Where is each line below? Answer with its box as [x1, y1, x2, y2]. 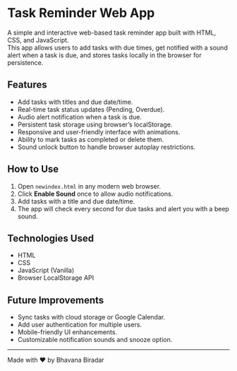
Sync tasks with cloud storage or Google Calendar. [17, 313, 166, 322]
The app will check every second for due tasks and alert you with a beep [17, 204, 229, 213]
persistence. [7, 58, 44, 66]
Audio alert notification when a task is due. [17, 112, 142, 121]
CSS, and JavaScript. [7, 35, 69, 44]
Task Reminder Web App [7, 5, 155, 21]
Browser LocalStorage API [17, 273, 95, 282]
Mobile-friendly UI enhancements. [17, 328, 118, 336]
